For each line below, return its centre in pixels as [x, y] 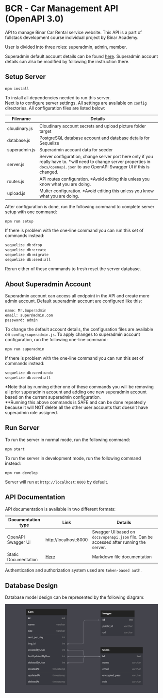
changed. [49, 172]
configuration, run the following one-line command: [57, 340]
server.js [16, 164]
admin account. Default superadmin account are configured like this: [73, 301]
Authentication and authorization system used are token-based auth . [73, 570]
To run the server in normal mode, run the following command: [67, 440]
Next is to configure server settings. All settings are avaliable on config [76, 103]
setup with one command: [31, 212]
